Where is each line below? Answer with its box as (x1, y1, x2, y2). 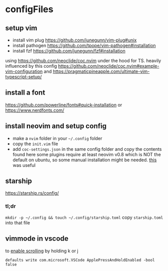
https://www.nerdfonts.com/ (5, 107, 64, 113)
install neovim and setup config (5, 122, 107, 130)
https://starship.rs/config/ (5, 190, 59, 196)
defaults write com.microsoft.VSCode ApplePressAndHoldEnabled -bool (5, 257, 155, 262)
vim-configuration (5, 68, 43, 74)
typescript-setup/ (5, 74, 42, 79)
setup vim (5, 24, 37, 32)
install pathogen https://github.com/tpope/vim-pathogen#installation (12, 42, 156, 49)
